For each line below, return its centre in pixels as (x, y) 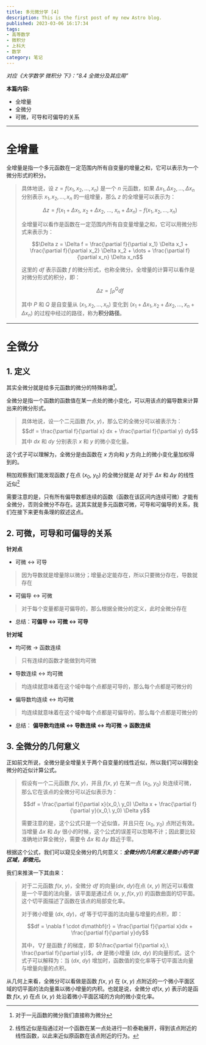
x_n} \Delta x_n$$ (121, 257)
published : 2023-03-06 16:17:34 (47, 23)
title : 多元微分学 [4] (33, 12)
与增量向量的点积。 (45, 968)
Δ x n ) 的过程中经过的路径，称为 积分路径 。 (73, 314)
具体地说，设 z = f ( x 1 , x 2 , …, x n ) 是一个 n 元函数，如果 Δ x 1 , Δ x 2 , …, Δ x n (108, 189)
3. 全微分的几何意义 (43, 747)
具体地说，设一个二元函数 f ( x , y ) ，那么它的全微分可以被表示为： (101, 421)
